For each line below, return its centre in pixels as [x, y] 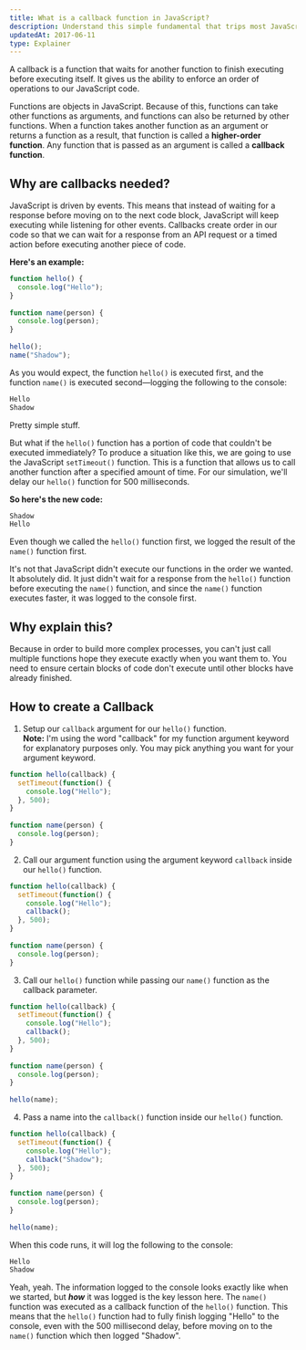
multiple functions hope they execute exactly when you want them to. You [148, 659]
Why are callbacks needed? [90, 183]
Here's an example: [47, 262]
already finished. [41, 678]
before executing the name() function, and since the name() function [136, 589]
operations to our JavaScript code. [75, 89]
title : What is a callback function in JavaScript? [109, 18]
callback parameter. [60, 989]
